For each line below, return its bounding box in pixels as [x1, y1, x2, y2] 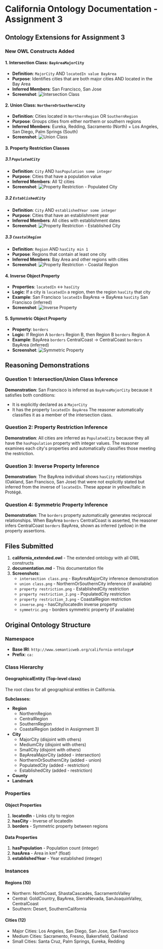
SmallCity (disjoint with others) [19, 747, 81, 753]
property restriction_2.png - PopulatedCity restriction [19, 591, 130, 597]
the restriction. [5, 450, 35, 456]
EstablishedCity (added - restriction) [19, 767, 92, 773]
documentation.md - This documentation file [12, 566, 104, 571]
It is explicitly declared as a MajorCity [12, 401, 88, 407]
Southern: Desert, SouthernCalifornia [12, 906, 87, 912]
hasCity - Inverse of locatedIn [12, 818, 73, 824]
